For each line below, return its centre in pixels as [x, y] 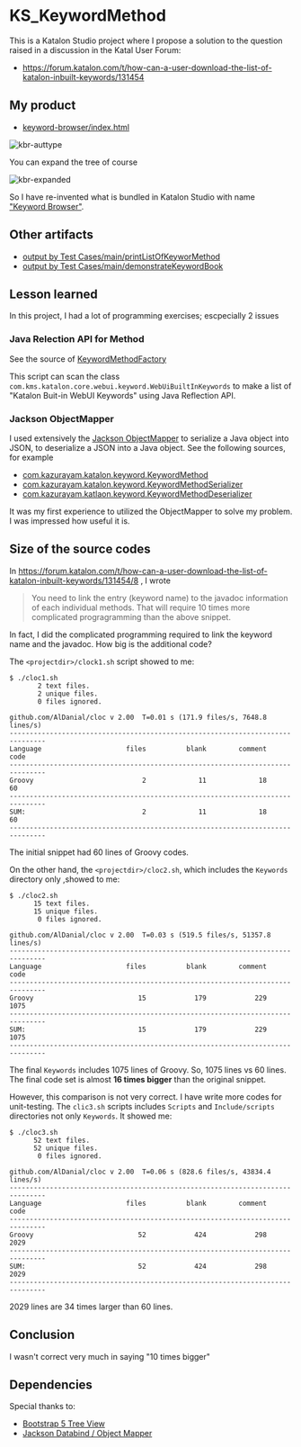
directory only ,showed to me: [65, 879]
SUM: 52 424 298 [138, 1266]
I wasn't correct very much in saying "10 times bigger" [110, 1356]
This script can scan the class [65, 376]
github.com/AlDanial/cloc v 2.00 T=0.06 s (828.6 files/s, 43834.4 [140, 1172]
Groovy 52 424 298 [138, 1235]
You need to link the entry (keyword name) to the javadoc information [159, 598]
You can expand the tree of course [73, 162]
